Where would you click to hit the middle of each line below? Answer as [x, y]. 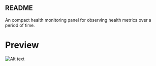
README [19, 8]
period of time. [20, 25]
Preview [22, 45]
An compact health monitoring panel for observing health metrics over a [78, 20]
